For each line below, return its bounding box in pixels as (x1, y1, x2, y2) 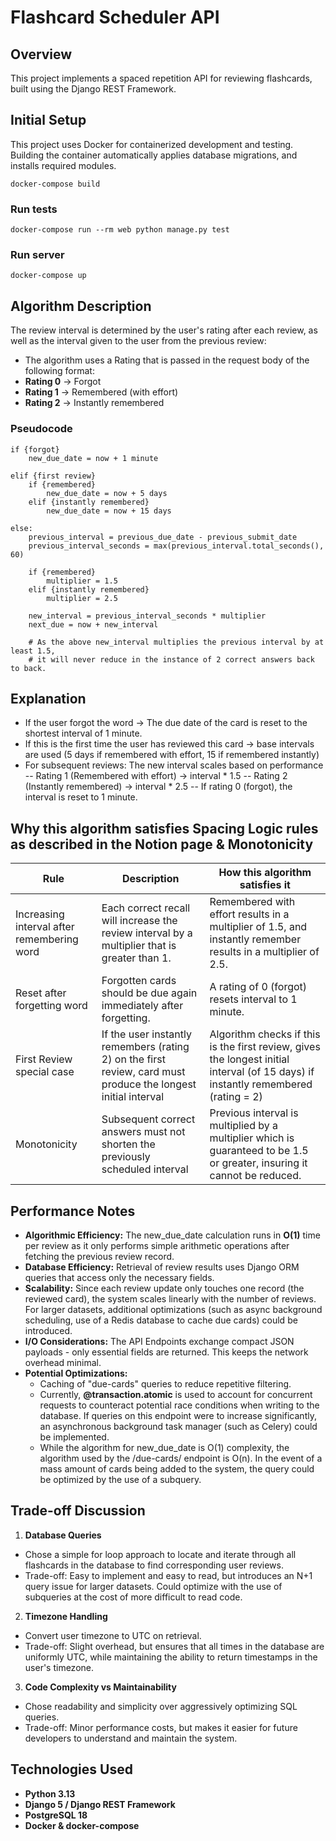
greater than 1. (101, 951, 172, 965)
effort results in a (209, 907, 290, 921)
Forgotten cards (101, 974, 177, 988)
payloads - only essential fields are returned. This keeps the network (24, 1346, 309, 1358)
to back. (10, 663, 47, 673)
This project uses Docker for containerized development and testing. (10, 138, 294, 150)
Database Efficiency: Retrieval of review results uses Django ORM (24, 1261, 300, 1273)
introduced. (24, 1324, 73, 1336)
